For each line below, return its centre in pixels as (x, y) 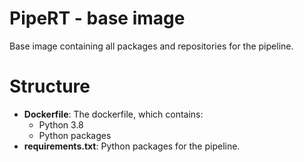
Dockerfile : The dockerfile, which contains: (113, 114)
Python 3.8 (61, 124)
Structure (50, 86)
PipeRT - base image (97, 18)
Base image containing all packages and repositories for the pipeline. (151, 46)
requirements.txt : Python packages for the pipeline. (132, 146)
